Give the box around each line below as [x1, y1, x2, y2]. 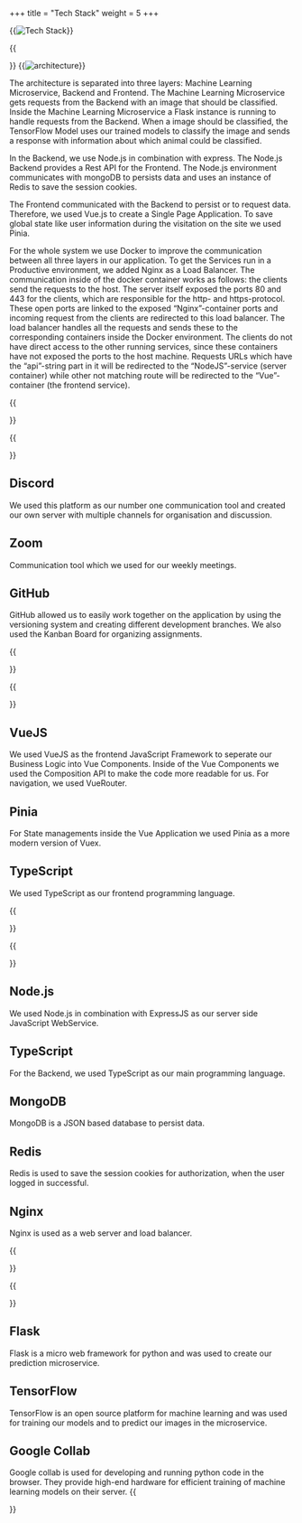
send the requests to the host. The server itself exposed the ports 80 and [9, 284, 282, 294]
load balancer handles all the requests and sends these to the [9, 322, 239, 332]
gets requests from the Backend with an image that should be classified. [9, 97, 278, 107]
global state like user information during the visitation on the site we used [9, 219, 282, 229]
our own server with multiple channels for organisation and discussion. [9, 509, 272, 520]
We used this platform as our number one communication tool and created [9, 500, 286, 510]
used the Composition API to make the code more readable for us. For [9, 768, 270, 780]
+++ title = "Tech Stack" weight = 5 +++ [9, 8, 160, 18]
